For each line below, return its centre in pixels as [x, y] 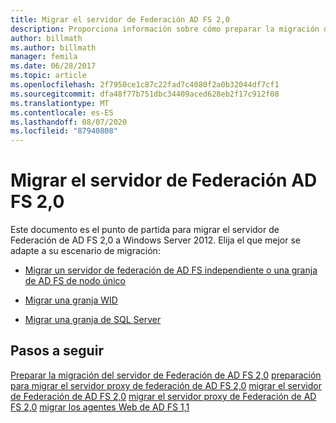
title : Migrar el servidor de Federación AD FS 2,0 [120, 19]
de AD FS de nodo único [75, 281]
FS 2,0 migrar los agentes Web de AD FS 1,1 [100, 407]
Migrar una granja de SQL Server [93, 320]
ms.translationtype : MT [60, 103]
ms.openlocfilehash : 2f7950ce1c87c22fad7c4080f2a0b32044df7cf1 [145, 85]
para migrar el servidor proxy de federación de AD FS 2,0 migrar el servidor [166, 385]
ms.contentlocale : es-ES [62, 112]
